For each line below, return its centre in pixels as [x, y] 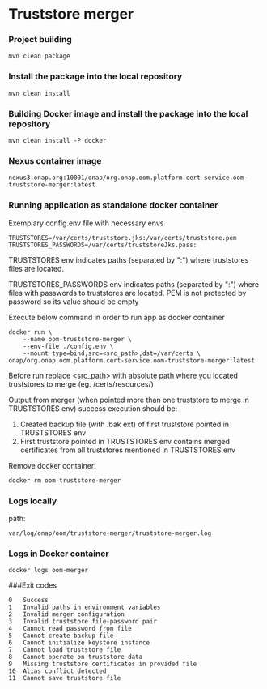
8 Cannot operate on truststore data [76, 657]
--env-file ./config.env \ [68, 346]
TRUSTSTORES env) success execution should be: [93, 408]
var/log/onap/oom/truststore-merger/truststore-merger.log [110, 533]
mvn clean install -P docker [57, 141]
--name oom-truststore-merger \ [77, 339]
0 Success [28, 601]
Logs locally [33, 501]
